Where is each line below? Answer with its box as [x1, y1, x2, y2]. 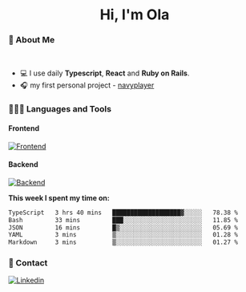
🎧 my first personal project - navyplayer [19, 80, 155, 90]
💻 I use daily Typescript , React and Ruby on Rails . [19, 68, 190, 78]
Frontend [8, 124, 40, 133]
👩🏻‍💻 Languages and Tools [8, 103, 112, 115]
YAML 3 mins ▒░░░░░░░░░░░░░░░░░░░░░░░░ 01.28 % [8, 231, 239, 239]
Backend [8, 160, 38, 169]
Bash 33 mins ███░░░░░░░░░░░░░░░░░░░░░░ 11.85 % [8, 216, 239, 224]
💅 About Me [8, 34, 55, 46]
